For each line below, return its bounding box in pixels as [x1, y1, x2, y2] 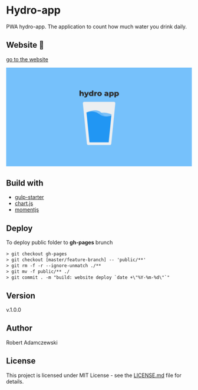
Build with [6, 178, 44, 188]
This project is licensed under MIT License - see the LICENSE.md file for [6, 372, 181, 379]
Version [6, 290, 35, 300]
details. [6, 378, 24, 385]
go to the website [6, 55, 48, 62]
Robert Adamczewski [6, 339, 58, 346]
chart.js [14, 200, 34, 207]
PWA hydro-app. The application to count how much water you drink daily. [6, 23, 187, 30]
